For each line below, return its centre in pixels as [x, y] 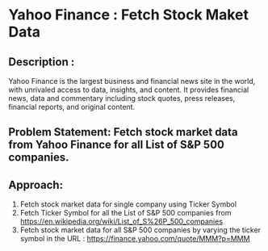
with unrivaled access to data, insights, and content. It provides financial [129, 90]
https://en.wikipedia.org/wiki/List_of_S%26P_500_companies [121, 222]
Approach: [36, 184]
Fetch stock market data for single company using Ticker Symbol [128, 204]
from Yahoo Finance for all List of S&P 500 [116, 145]
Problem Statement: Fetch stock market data [123, 132]
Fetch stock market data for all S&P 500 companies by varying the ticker [140, 230]
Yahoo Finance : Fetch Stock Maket [128, 15]
